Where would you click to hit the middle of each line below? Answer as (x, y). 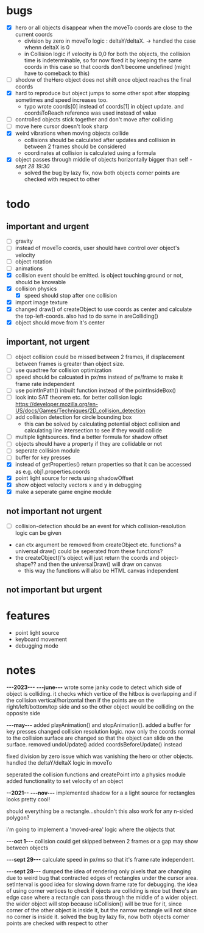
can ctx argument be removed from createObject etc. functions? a (98, 545)
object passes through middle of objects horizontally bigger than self (102, 160)
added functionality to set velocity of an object (65, 781)
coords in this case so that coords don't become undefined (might (107, 67)
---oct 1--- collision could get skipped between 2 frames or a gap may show (102, 841)
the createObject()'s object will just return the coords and (87, 557)
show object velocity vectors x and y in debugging (78, 485)
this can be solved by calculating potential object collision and (102, 424)
